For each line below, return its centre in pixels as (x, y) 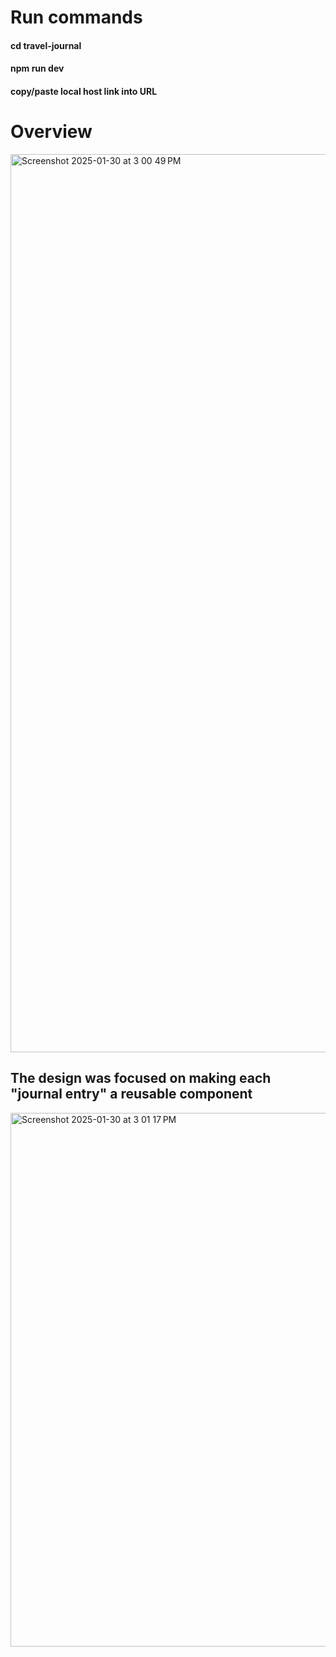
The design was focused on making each (141, 1078)
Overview (51, 132)
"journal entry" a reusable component (131, 1094)
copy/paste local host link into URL (84, 91)
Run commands (76, 17)
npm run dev (37, 68)
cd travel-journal (46, 45)
